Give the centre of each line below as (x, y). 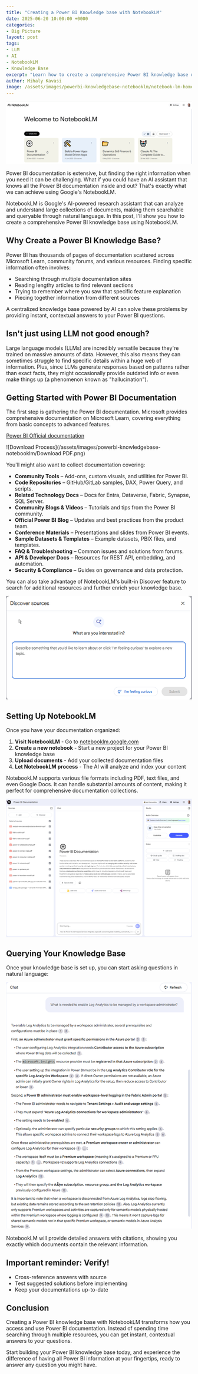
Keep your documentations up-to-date (61, 1289)
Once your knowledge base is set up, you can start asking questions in (92, 968)
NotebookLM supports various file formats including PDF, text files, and (93, 778)
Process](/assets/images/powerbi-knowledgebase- (98, 447)
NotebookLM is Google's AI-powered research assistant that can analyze (95, 203)
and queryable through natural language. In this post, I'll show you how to (95, 216)
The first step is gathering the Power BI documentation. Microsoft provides (97, 412)
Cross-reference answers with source (61, 1277)
